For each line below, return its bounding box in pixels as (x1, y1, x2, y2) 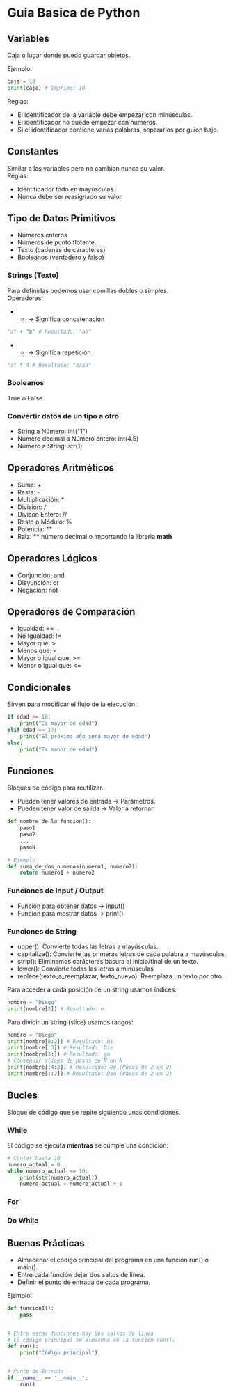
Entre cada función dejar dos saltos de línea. (17, 1270, 145, 1278)
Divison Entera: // (17, 510, 67, 518)
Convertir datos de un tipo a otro (7, 411, 120, 421)
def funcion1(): (7, 1304, 54, 1312)
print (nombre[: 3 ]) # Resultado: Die (7, 1044, 113, 1051)
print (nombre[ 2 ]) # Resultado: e (7, 1005, 104, 1012)
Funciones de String (7, 926, 77, 936)
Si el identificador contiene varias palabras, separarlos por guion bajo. (17, 125, 219, 134)
